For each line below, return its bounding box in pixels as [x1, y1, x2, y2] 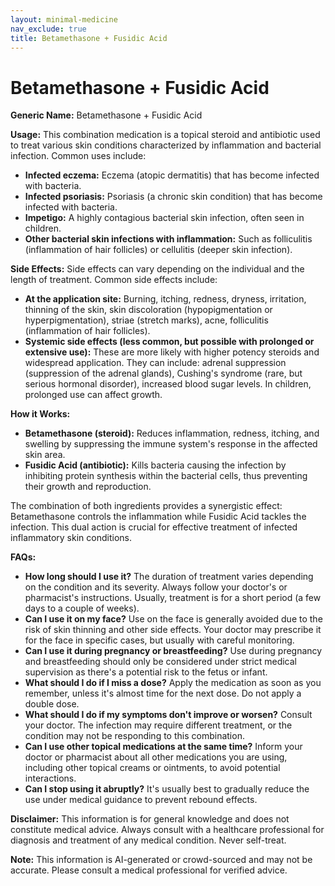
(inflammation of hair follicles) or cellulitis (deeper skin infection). [24, 244, 293, 256]
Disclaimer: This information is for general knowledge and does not [10, 813, 290, 825]
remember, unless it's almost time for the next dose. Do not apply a [24, 687, 302, 700]
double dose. [24, 698, 80, 710]
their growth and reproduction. [24, 481, 152, 493]
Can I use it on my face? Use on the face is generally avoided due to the [24, 613, 323, 625]
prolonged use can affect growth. [24, 389, 163, 401]
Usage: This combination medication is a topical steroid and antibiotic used [10, 129, 321, 141]
